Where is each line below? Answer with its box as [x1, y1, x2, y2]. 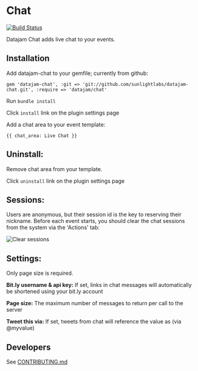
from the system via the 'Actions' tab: [6, 224, 100, 231]
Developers [6, 342, 51, 352]
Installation [6, 53, 50, 64]
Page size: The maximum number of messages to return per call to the [6, 300, 183, 307]
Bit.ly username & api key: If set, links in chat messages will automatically [6, 281, 193, 289]
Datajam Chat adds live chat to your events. [6, 35, 115, 43]
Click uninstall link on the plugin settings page [6, 177, 125, 185]
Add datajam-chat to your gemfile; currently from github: [6, 69, 149, 77]
